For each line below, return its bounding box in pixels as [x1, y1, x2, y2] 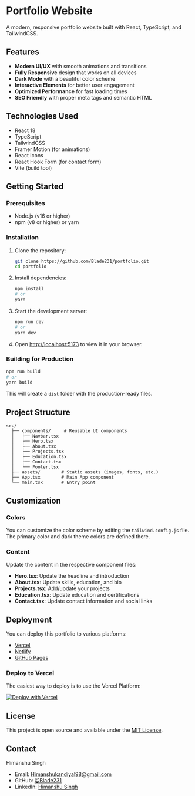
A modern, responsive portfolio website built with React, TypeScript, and [6, 24, 182, 31]
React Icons [14, 152, 44, 159]
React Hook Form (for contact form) [14, 158, 102, 165]
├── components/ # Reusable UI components [11, 428, 127, 434]
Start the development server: [14, 307, 88, 314]
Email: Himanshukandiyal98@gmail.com [14, 771, 112, 778]
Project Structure [6, 407, 70, 417]
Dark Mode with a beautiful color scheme [14, 75, 116, 82]
